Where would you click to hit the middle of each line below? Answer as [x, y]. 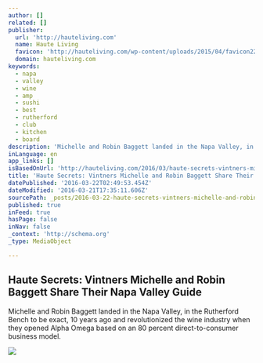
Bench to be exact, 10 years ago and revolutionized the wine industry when [129, 319]
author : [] [26, 15]
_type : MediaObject [40, 241]
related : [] [27, 23]
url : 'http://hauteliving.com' [66, 37]
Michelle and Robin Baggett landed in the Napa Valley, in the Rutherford [123, 311]
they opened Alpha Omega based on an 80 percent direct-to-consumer [123, 328]
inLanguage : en [33, 154]
